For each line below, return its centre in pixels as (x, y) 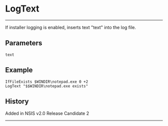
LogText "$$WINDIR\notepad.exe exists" (47, 86)
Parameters (24, 43)
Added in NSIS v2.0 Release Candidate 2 (47, 113)
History (17, 101)
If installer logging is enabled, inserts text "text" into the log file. (71, 27)
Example (19, 70)
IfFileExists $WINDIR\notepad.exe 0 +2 (47, 82)
